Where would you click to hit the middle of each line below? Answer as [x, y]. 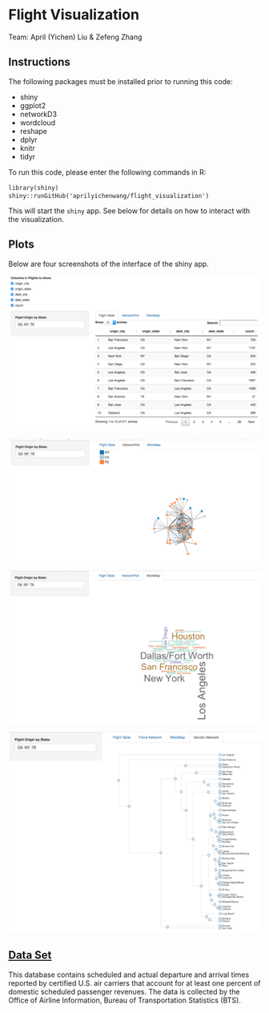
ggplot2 [33, 105]
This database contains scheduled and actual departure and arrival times [129, 975]
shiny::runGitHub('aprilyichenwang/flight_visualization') [109, 196]
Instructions [39, 62]
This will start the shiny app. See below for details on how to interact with [129, 211]
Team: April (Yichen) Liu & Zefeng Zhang [75, 37]
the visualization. [36, 219]
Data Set [30, 955]
